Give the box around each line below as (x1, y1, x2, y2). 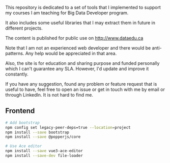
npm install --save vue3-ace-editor (5, 148, 83, 154)
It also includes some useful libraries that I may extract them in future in (5, 20, 155, 26)
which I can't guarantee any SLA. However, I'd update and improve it (5, 66, 149, 72)
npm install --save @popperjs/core (5, 134, 81, 139)
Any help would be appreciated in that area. (25, 51, 117, 56)
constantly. (5, 71, 29, 77)
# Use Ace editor (5, 144, 42, 149)
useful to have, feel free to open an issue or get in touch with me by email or (5, 86, 165, 92)
